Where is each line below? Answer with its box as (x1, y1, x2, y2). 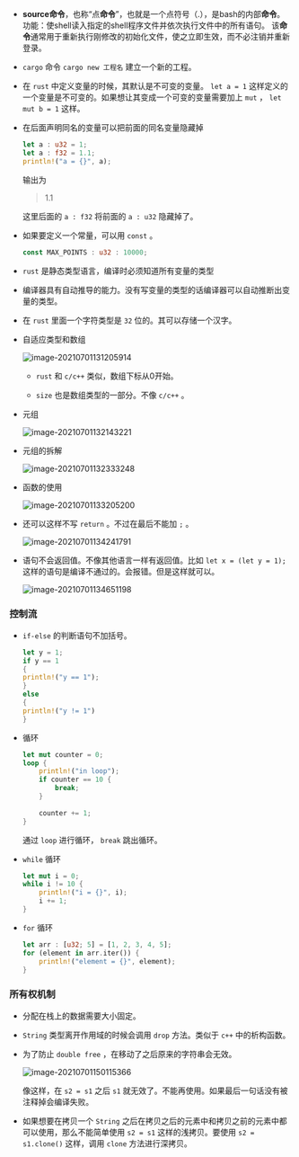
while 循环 (22, 853, 61, 864)
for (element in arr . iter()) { (22, 948, 140, 957)
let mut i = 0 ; (22, 871, 80, 880)
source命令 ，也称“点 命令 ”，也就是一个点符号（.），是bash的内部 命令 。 (22, 9, 286, 19)
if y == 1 (22, 656, 60, 665)
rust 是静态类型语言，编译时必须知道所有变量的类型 (22, 265, 215, 276)
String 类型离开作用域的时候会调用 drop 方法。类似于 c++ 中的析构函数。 (22, 1029, 291, 1040)
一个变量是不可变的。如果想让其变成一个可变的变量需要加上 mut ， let (22, 92, 282, 102)
